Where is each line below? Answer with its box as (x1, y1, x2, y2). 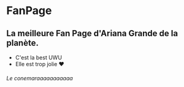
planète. (6, 37, 39, 48)
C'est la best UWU (15, 54, 63, 61)
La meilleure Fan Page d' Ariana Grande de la (6, 28, 178, 39)
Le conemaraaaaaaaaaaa (6, 74, 74, 81)
